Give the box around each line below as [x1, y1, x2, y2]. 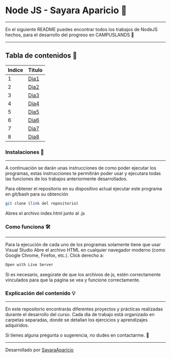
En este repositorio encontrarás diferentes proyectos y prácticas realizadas [5, 306, 163, 312]
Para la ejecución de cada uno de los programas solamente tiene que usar [5, 242, 161, 248]
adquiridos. [5, 322, 29, 328]
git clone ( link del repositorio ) [5, 201, 79, 206]
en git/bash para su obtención [5, 191, 69, 197]
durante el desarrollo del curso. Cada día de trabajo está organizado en [5, 312, 155, 318]
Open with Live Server [5, 262, 53, 268]
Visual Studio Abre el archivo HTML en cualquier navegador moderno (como [5, 247, 165, 253]
